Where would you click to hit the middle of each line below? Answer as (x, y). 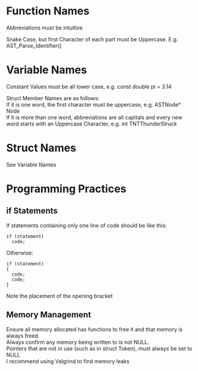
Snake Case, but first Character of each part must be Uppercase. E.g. (92, 39)
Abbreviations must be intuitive (44, 28)
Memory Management (49, 315)
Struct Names (41, 148)
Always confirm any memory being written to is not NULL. (78, 342)
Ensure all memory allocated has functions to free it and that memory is (94, 329)
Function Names (48, 11)
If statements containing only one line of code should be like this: (87, 225)
